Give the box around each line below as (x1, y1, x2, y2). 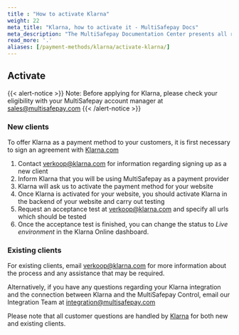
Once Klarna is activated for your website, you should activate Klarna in (17, 190, 228, 198)
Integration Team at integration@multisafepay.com (7, 298, 156, 306)
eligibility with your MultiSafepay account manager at (7, 96, 164, 105)
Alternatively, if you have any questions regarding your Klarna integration (7, 283, 222, 292)
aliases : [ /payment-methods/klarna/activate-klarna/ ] (7, 43, 171, 51)
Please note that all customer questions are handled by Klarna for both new (7, 311, 228, 321)
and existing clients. (7, 319, 66, 328)
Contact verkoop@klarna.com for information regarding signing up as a (17, 160, 227, 168)
